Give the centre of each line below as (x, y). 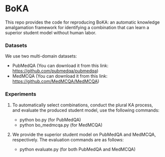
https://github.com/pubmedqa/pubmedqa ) (55, 71)
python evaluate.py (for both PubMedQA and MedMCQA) (78, 149)
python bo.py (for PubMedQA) (50, 120)
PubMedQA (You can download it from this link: (60, 66)
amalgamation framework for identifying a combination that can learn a (77, 27)
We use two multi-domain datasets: (41, 56)
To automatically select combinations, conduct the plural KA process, (82, 105)
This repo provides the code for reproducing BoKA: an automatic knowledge (82, 22)
